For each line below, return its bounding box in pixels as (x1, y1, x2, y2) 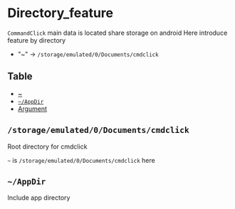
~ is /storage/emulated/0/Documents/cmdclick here (7, 156, 155, 164)
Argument (17, 104, 48, 113)
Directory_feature (7, 5, 114, 21)
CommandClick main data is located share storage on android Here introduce (7, 28, 228, 37)
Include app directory (7, 193, 70, 202)
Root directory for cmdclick (7, 142, 88, 151)
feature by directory (7, 36, 66, 44)
